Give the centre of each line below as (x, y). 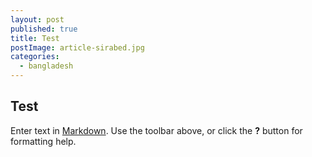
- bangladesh (46, 66)
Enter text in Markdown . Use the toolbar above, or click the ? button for (156, 130)
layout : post (37, 19)
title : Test (35, 38)
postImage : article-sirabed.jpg (77, 47)
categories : (35, 57)
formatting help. (43, 141)
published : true (44, 29)
